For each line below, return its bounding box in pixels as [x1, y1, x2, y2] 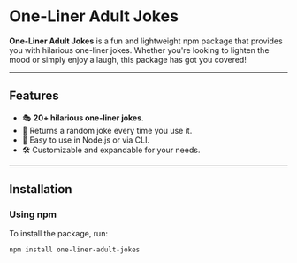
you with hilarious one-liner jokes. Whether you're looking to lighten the [9, 44, 270, 55]
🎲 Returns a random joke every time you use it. [21, 125, 193, 135]
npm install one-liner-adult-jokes [9, 245, 141, 254]
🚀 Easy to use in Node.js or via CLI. [21, 135, 150, 145]
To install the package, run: [9, 228, 109, 239]
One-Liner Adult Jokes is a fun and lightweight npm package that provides [9, 35, 283, 46]
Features [9, 89, 59, 104]
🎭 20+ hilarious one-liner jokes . [21, 112, 144, 123]
